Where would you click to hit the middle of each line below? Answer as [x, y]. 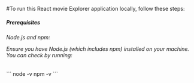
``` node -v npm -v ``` [32, 73]
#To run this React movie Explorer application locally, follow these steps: [96, 9]
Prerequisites [23, 22]
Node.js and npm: [28, 37]
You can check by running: [40, 55]
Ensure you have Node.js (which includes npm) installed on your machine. [98, 49]
